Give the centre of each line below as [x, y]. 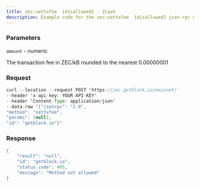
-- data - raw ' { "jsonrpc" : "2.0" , [46, 107]
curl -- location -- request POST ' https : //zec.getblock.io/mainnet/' [93, 90]
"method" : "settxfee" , [34, 112]
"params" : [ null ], [29, 118]
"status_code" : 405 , [42, 167]
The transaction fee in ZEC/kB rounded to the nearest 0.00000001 [87, 62]
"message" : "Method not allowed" [58, 173]
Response [21, 138]
